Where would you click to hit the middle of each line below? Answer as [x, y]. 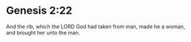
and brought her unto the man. [43, 32]
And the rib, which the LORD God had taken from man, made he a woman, [95, 26]
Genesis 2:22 [39, 11]
